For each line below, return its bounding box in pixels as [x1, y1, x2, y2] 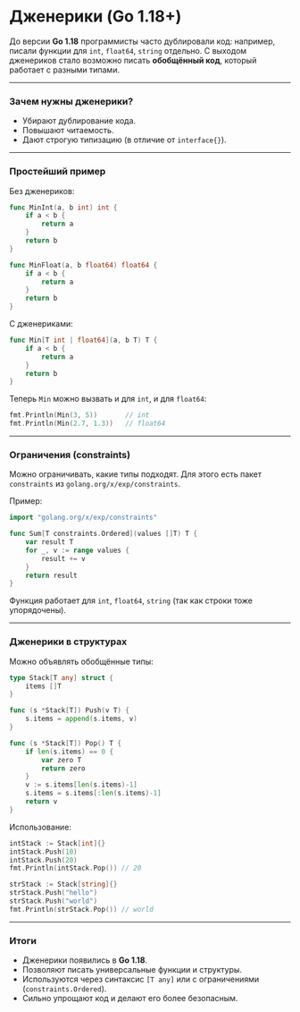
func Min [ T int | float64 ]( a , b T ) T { [9, 336, 158, 345]
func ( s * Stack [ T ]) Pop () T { [9, 738, 122, 748]
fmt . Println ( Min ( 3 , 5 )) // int [9, 411, 150, 420]
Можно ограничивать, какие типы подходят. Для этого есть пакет [9, 469, 262, 480]
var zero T [41, 755, 82, 764]
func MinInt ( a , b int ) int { [9, 203, 118, 212]
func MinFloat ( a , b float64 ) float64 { [9, 260, 158, 269]
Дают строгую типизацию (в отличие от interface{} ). [21, 134, 227, 145]
